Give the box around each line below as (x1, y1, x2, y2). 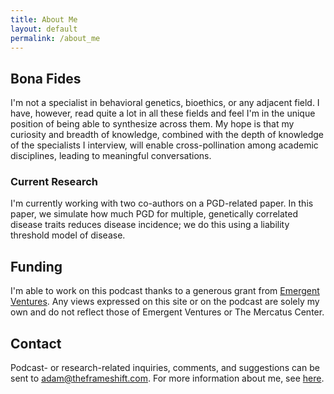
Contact (10, 335, 62, 352)
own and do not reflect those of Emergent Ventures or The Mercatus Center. (10, 306, 325, 318)
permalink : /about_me (10, 33, 101, 43)
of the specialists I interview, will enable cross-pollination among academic (10, 139, 319, 151)
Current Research (10, 175, 99, 189)
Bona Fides (10, 70, 82, 87)
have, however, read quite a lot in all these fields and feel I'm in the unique (10, 107, 316, 120)
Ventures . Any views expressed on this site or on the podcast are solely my (10, 296, 320, 308)
